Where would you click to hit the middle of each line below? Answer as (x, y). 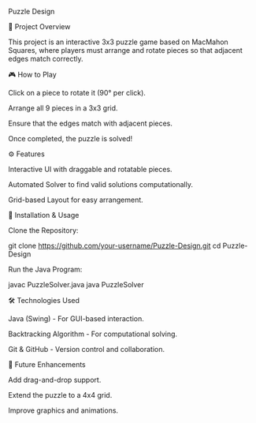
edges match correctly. (46, 59)
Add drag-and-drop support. (55, 380)
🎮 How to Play (32, 75)
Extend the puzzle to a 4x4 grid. (60, 395)
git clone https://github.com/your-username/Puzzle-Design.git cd (115, 245)
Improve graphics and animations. (63, 410)
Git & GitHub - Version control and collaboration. (87, 349)
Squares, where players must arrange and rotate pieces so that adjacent (125, 50)
